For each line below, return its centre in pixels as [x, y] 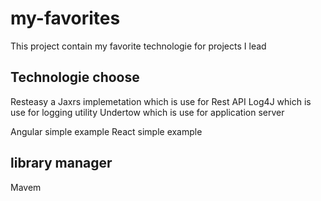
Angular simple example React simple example [106, 131]
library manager [61, 163]
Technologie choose [75, 77]
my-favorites [65, 18]
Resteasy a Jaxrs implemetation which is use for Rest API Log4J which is [161, 101]
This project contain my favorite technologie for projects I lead [138, 46]
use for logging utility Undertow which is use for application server [147, 112]
